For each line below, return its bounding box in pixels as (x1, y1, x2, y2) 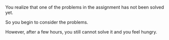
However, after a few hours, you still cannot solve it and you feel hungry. (5, 29, 157, 34)
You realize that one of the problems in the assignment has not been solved (5, 4, 164, 10)
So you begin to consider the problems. (5, 19, 88, 25)
